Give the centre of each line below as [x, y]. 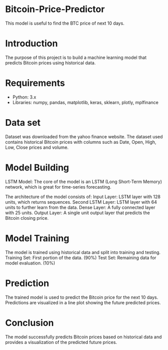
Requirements [35, 83]
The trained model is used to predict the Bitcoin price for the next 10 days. [82, 297]
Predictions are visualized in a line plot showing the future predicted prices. [83, 302]
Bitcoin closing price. [27, 218]
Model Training [37, 238]
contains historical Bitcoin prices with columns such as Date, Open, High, [81, 142]
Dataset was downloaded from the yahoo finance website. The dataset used [84, 136]
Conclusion [30, 323]
